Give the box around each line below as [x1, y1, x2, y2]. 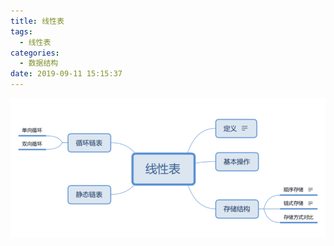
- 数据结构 [19, 58, 59, 69]
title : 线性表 [10, 16, 65, 26]
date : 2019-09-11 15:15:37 [10, 69, 123, 79]
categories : [10, 48, 60, 58]
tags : [10, 26, 33, 37]
